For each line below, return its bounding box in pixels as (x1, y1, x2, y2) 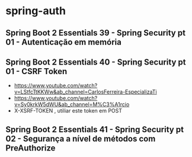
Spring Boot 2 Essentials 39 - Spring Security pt (5, 28, 186, 38)
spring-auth (5, 4, 66, 18)
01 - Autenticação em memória (5, 37, 122, 47)
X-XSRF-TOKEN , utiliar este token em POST (14, 107, 123, 114)
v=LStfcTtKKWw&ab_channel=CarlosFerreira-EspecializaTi (14, 88, 158, 95)
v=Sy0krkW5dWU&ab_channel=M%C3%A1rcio (14, 101, 130, 108)
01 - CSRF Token (5, 66, 68, 76)
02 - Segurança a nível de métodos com (5, 133, 156, 143)
